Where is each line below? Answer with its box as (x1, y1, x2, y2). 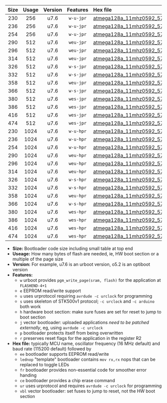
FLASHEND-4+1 (19, 283, 47, 288)
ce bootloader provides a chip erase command (19, 378, 115, 383)
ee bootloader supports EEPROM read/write (19, 351, 109, 357)
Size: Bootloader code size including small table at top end (12, 245, 133, 251)
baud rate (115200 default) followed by (12, 346, 91, 352)
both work (19, 304, 41, 310)
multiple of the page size (12, 256, 64, 262)
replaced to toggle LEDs (19, 362, 70, 367)
